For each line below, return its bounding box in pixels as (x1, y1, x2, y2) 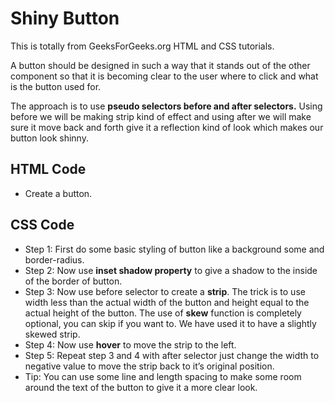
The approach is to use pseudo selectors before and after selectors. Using (10, 100, 323, 112)
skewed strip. (24, 328, 81, 340)
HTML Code (10, 161, 87, 178)
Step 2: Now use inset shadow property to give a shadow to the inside (24, 264, 318, 276)
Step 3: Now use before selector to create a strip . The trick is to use (24, 285, 306, 297)
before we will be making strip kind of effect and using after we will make (10, 110, 312, 122)
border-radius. (24, 253, 85, 266)
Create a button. (24, 187, 93, 199)
